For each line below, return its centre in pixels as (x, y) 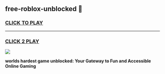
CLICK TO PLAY (24, 23)
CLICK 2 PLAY (22, 41)
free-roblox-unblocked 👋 (44, 9)
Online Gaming (21, 66)
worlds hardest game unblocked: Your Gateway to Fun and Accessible (78, 61)
